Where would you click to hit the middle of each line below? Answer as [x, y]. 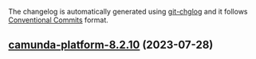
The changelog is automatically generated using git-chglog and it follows [128, 12]
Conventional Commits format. [59, 20]
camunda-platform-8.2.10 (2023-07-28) [111, 45]
